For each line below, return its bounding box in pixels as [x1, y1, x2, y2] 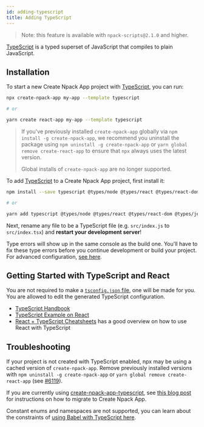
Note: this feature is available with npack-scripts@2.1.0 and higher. [21, 31, 189, 38]
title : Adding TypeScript [6, 15, 72, 21]
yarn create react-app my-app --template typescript [6, 117, 143, 123]
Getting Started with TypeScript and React [6, 270, 170, 281]
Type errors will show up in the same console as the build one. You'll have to [6, 240, 198, 247]
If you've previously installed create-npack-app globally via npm [21, 128, 178, 135]
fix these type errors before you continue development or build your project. [6, 247, 197, 254]
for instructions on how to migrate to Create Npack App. [6, 395, 147, 403]
